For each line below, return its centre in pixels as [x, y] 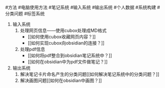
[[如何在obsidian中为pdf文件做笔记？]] [67, 62]
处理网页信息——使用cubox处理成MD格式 [63, 30]
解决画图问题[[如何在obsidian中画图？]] [61, 80]
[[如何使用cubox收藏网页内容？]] [62, 37]
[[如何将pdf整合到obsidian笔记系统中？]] [70, 55]
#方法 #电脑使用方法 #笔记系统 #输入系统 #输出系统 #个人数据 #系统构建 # [83, 7]
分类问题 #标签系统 [25, 13]
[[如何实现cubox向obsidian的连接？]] [66, 43]
